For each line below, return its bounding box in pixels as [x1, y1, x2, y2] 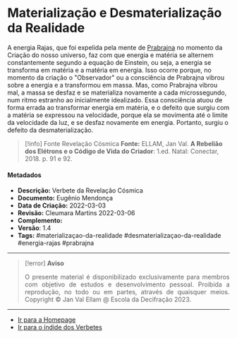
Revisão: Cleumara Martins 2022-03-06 [17, 209, 135, 217]
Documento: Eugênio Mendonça [17, 194, 114, 203]
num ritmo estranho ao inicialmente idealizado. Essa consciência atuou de [7, 95, 223, 104]
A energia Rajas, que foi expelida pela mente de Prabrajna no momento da [7, 43, 223, 52]
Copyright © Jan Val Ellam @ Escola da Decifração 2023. [24, 295, 192, 304]
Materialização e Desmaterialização [7, 5, 222, 21]
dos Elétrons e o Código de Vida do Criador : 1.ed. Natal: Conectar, [24, 147, 219, 155]
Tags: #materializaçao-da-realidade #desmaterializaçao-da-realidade [17, 231, 221, 240]
